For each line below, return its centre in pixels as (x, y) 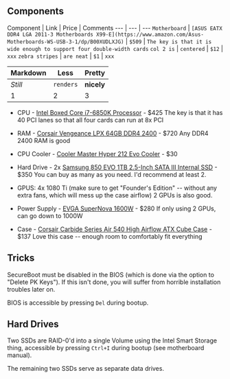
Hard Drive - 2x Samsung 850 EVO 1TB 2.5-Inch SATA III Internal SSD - (117, 167)
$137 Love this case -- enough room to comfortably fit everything (110, 236)
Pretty (95, 73)
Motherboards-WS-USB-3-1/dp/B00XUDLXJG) (66, 42)
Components (35, 11)
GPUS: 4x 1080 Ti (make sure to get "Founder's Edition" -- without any (117, 188)
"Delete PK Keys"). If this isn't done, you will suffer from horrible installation (114, 282)
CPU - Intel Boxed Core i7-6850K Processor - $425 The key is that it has (120, 112)
